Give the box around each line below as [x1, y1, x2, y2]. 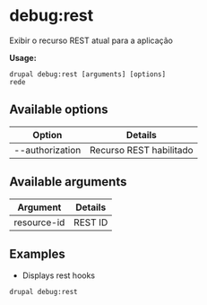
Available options [9, 102, 109, 118]
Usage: [9, 52, 38, 63]
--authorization [13, 144, 82, 156]
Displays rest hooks [22, 270, 96, 281]
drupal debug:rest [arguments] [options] [9, 69, 167, 79]
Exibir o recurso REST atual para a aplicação [9, 35, 173, 46]
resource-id [13, 216, 65, 229]
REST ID [73, 216, 108, 229]
